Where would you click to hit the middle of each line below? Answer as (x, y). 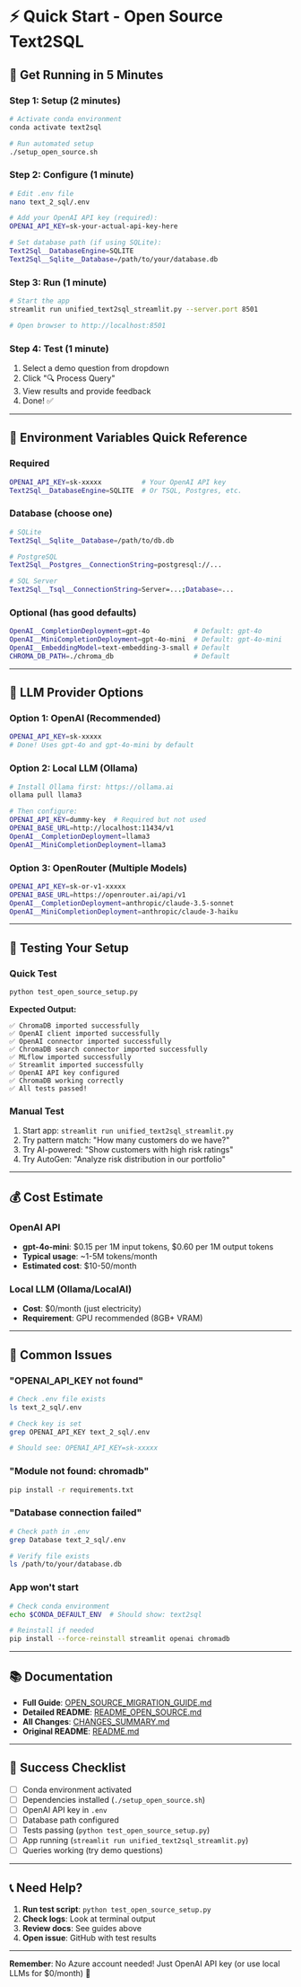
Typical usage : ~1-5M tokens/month (90, 1256)
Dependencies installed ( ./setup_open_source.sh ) (114, 1799)
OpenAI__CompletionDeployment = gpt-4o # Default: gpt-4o (136, 631)
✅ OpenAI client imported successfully (84, 1034)
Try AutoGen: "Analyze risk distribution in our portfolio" (124, 1160)
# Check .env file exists (57, 1399)
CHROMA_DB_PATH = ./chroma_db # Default (120, 656)
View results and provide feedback (86, 392)
